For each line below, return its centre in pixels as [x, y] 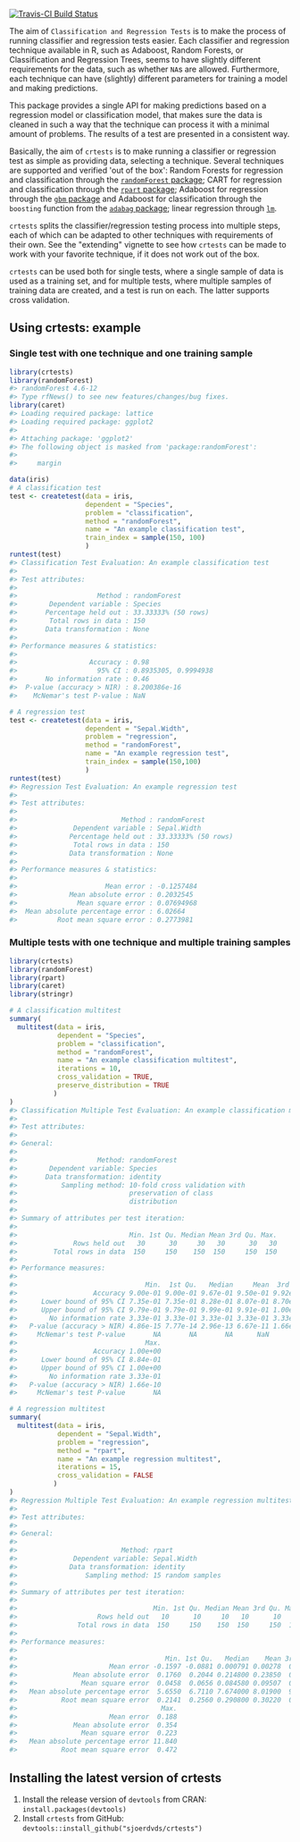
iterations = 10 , [89, 1069]
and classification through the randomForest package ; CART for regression [146, 180]
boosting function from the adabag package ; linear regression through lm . [143, 208]
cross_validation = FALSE [105, 1475]
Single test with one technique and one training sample [131, 353]
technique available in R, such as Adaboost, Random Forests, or [126, 50]
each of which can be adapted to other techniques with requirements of [142, 235]
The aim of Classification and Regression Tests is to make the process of [148, 31]
